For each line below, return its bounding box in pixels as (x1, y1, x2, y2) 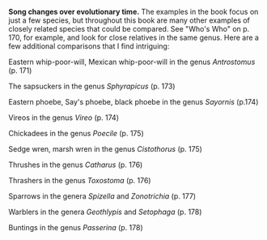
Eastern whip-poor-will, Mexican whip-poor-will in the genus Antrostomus (8, 57, 256, 66)
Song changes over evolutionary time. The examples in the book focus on (8, 7, 259, 16)
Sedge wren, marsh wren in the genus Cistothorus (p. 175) (8, 144, 202, 153)
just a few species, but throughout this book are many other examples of (8, 15, 251, 25)
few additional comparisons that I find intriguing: (8, 41, 170, 51)
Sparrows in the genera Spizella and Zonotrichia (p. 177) (8, 191, 197, 201)
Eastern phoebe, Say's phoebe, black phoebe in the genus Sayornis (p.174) (8, 97, 259, 106)
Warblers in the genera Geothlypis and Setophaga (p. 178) (8, 207, 202, 216)
